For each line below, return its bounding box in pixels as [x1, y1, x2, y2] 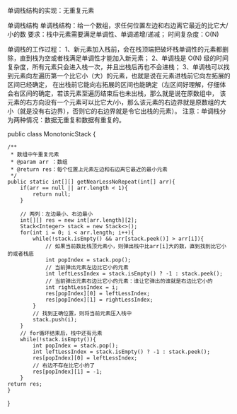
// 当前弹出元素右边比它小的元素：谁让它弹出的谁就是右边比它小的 [45, 278, 214, 285]
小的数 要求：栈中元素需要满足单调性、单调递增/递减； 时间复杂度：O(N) [7, 30, 219, 38]
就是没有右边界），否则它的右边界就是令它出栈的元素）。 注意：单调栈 [19, 107, 220, 115]
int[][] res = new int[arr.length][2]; [20, 217, 138, 224]
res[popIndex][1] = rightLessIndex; [45, 296, 154, 303]
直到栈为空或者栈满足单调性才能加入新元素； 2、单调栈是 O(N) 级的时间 [19, 54, 229, 62]
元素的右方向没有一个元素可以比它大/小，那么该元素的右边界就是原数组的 [7, 98, 221, 106]
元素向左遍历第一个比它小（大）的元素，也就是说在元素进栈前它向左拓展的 [13, 71, 231, 80]
